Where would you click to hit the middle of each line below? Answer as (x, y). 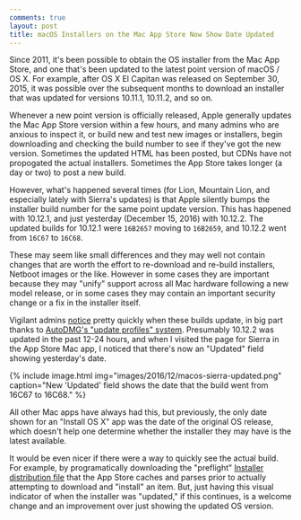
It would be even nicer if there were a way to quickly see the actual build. (144, 458)
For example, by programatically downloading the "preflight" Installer (137, 468)
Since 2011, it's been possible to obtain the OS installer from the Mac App (145, 60)
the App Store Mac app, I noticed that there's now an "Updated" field (137, 349)
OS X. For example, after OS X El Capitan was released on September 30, (144, 79)
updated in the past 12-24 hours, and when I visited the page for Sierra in (144, 339)
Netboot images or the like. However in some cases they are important (139, 274)
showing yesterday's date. (58, 358)
